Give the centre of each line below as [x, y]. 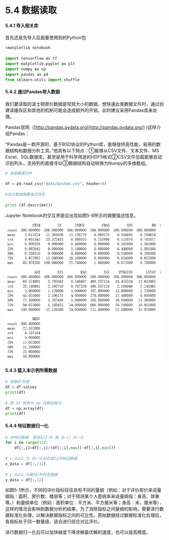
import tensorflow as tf [31, 58]
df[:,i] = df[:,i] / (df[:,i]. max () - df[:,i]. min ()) [65, 448]
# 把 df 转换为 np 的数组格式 [33, 403]
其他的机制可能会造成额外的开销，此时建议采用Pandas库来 [92, 110]
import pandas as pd [27, 74]
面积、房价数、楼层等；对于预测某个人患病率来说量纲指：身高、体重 [89, 496]
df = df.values [21, 387]
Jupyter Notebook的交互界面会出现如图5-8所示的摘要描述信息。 [72, 215]
